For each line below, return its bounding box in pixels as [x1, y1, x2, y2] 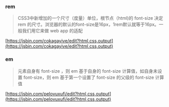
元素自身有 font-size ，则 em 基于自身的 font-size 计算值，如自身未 [17, 68, 158, 74]
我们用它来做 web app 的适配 [22, 28, 83, 34]
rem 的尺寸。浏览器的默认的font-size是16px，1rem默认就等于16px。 [17, 21, 159, 28]
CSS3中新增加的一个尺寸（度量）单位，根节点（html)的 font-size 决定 [17, 15, 163, 21]
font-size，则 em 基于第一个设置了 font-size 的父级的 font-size [23, 74, 154, 80]
